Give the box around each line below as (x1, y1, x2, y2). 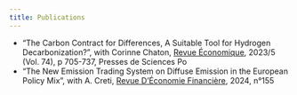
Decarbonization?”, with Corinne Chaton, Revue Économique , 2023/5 (21, 46, 276, 58)
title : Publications (9, 12, 86, 22)
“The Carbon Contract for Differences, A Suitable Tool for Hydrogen (21, 37, 271, 48)
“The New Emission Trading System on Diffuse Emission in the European (21, 66, 289, 76)
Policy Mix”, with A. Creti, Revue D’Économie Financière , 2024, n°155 (21, 75, 275, 85)
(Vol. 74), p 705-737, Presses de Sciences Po (21, 56, 188, 67)
